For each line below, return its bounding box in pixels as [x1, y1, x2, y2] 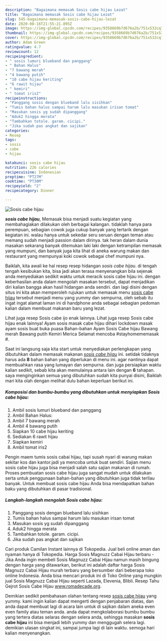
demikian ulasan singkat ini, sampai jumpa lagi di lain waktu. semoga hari [5, 625, 155, 631]
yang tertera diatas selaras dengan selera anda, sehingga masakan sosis [5, 614, 155, 620]
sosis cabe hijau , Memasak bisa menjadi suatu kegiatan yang [5, 216, 132, 222]
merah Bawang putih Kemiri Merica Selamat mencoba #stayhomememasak [5, 331, 159, 337]
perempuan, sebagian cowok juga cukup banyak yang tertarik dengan [5, 226, 149, 232]
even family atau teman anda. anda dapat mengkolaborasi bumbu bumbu [5, 609, 155, 615]
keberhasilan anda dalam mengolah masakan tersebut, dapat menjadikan [5, 278, 155, 285]
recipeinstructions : [5, 95, 48, 100]
